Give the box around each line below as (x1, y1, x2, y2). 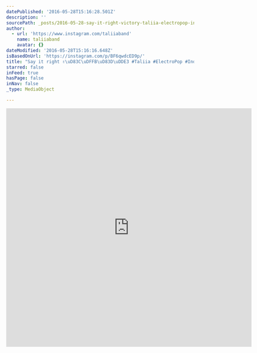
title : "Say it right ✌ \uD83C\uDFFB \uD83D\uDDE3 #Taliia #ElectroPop (6, 58, 183, 64)
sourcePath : (6, 20, 36, 26)
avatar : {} (17, 42, 44, 48)
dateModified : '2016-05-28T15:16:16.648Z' (6, 48, 113, 54)
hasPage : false (6, 75, 44, 81)
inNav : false (6, 81, 39, 87)
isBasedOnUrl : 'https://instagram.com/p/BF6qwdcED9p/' (6, 53, 145, 59)
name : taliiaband (17, 36, 60, 42)
